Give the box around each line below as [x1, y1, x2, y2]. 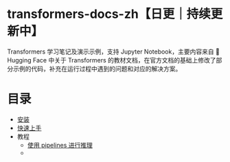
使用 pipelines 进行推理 [27, 141, 93, 149]
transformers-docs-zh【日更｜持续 [7, 6, 211, 22]
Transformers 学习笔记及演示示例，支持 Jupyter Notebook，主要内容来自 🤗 [7, 47, 220, 56]
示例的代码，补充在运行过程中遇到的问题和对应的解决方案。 [12, 65, 182, 73]
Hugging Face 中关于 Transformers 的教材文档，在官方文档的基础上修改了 [7, 56, 216, 64]
